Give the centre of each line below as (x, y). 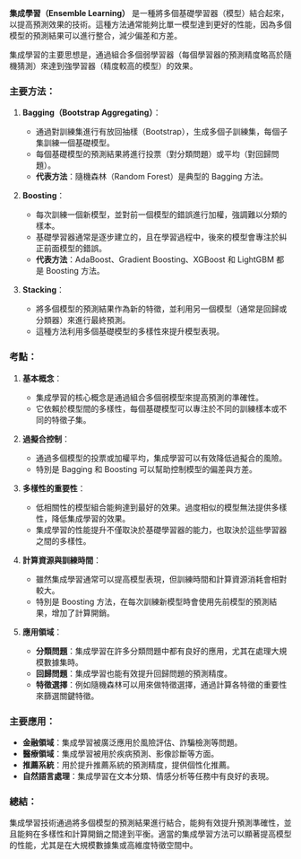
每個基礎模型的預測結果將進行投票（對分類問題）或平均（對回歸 (153, 154)
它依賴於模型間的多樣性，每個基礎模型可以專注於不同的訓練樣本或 (157, 408)
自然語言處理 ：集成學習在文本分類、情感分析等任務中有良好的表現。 (148, 776)
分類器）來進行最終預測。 (83, 320)
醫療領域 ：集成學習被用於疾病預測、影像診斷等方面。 (120, 753)
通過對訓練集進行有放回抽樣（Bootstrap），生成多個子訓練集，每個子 (162, 132)
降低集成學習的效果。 (91, 518)
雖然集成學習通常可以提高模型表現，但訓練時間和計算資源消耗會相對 (161, 579)
